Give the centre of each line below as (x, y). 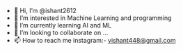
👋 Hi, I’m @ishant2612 (45, 11)
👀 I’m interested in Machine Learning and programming (93, 18)
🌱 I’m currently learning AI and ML (63, 25)
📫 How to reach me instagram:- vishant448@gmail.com (95, 40)
